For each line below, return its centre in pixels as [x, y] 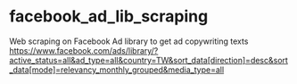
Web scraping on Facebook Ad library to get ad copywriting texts [129, 41]
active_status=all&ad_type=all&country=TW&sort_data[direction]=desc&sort [148, 60]
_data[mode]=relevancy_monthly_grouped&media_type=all [117, 70]
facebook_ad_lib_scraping [109, 17]
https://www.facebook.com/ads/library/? [84, 50]
